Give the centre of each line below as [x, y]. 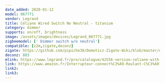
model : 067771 [20, 14]
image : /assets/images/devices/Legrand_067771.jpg [58, 37]
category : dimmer [23, 28]
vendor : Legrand [22, 19]
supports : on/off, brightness [36, 32]
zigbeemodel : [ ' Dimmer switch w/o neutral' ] [52, 41]
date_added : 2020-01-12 [29, 10]
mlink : [12, 60]
